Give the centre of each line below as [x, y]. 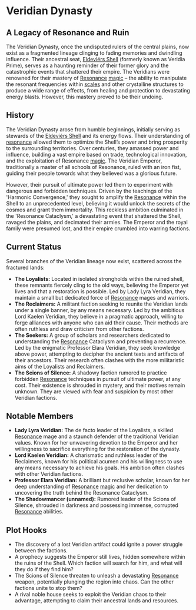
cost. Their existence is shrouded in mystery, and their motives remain [100, 385]
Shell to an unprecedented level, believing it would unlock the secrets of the [98, 203]
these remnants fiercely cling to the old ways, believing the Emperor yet [102, 285]
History [20, 115]
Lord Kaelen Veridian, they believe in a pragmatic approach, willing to [99, 316]
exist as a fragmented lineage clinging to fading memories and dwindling [94, 53]
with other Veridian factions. [49, 474]
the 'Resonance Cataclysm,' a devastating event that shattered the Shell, [94, 216]
